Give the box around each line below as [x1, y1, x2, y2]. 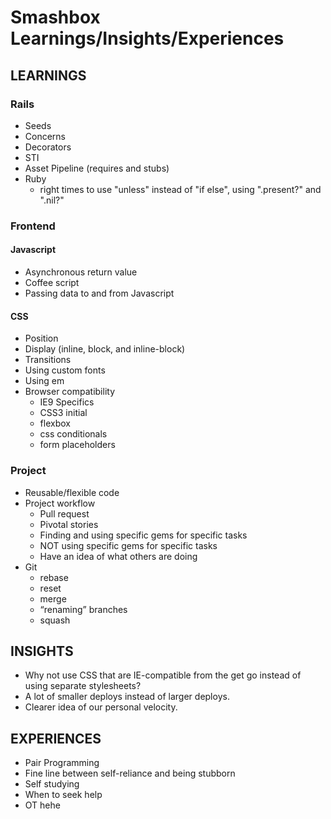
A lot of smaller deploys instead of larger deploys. [24, 691, 230, 703]
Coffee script [24, 277, 80, 288]
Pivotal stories [39, 518, 99, 530]
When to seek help [24, 789, 103, 801]
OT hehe [24, 799, 61, 811]
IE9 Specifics [39, 396, 95, 408]
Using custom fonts [24, 364, 106, 376]
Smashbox [10, 6, 101, 29]
